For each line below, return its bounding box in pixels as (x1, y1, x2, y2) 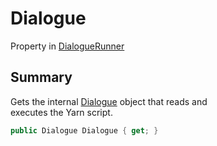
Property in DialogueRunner (10, 40, 125, 52)
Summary (10, 69, 73, 86)
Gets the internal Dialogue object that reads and (10, 95, 208, 107)
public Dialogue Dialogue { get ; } (10, 125, 159, 136)
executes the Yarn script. (10, 106, 113, 118)
